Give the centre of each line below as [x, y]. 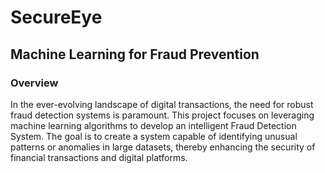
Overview [34, 83]
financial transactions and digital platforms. [99, 157]
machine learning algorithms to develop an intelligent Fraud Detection [153, 125]
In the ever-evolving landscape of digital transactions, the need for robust [162, 104]
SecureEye [56, 17]
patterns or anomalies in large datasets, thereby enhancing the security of [163, 147]
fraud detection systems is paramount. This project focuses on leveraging [162, 115]
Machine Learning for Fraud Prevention [135, 54]
